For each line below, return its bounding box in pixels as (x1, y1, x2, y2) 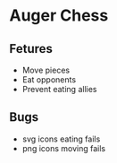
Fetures (9, 41, 54, 56)
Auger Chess (9, 5, 109, 26)
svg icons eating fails (21, 133, 101, 144)
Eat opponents (21, 74, 77, 85)
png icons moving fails (21, 142, 105, 153)
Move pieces (21, 64, 70, 75)
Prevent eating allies (21, 84, 97, 94)
